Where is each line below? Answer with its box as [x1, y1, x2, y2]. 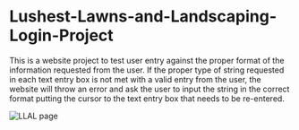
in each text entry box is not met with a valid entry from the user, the [9, 74, 261, 84]
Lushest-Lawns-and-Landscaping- [9, 6, 278, 27]
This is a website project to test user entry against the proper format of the [9, 55, 285, 65]
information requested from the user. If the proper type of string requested [9, 65, 285, 75]
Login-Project [9, 25, 114, 46]
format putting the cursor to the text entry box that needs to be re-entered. [9, 92, 285, 104]
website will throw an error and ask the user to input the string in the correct [9, 83, 290, 94]
